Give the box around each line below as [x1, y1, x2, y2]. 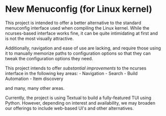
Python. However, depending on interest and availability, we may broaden [5, 100, 156, 106]
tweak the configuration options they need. [5, 55, 93, 61]
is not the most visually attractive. [5, 36, 74, 41]
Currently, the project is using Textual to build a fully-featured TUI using [5, 95, 152, 101]
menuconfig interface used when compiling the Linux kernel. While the [5, 25, 150, 31]
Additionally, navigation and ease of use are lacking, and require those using [5, 45, 161, 51]
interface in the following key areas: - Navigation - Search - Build [5, 70, 138, 76]
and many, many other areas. [5, 85, 65, 91]
